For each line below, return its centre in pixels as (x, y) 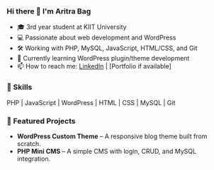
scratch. (29, 143)
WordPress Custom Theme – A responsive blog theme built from (112, 136)
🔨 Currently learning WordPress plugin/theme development (103, 59)
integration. (34, 159)
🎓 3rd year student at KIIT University (72, 27)
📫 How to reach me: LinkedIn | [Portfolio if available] (94, 66)
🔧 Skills (19, 87)
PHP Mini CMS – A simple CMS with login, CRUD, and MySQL (106, 151)
